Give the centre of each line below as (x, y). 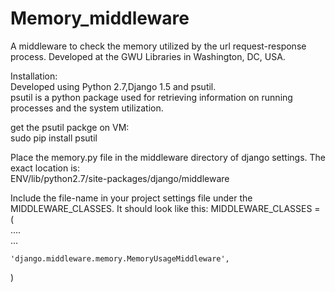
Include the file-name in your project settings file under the (131, 198)
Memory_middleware (100, 18)
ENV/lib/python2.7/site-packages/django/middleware (120, 178)
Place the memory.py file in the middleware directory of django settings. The (168, 157)
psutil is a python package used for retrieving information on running (151, 97)
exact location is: (45, 168)
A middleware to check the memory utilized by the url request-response (158, 46)
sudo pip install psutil (54, 138)
